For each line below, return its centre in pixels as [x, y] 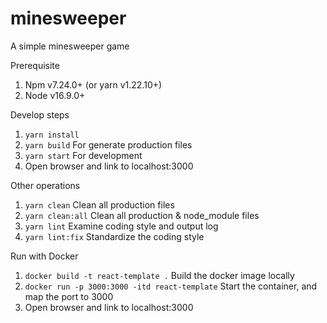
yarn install [52, 135]
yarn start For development [83, 155]
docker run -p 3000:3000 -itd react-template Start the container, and [171, 286]
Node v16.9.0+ [55, 95]
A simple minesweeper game [70, 46]
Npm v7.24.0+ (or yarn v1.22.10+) [93, 84]
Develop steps [40, 114]
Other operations [45, 185]
